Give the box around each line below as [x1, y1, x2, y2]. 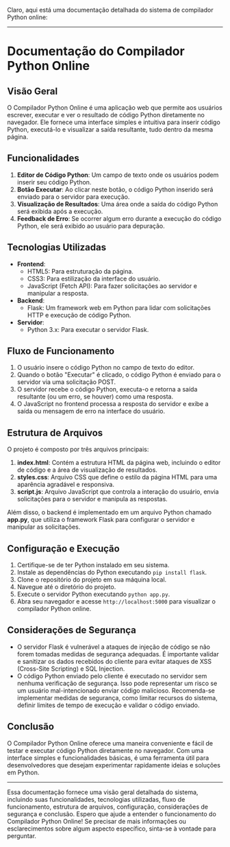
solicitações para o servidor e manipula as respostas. [16, 495, 168, 503]
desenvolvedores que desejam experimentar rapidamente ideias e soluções [7, 761, 221, 769]
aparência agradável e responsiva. [16, 480, 115, 489]
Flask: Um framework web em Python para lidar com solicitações [27, 303, 211, 311]
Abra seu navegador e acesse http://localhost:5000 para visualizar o [16, 597, 216, 606]
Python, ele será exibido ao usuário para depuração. [16, 222, 166, 230]
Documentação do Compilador [7, 44, 185, 59]
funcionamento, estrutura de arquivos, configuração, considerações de [7, 802, 209, 811]
